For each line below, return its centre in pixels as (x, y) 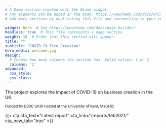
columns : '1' (23, 64)
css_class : (21, 78)
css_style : (21, 74)
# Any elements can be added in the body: (49, 14)
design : (13, 55)
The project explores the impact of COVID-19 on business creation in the (79, 92)
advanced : (15, 69)
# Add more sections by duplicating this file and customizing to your (80, 19)
